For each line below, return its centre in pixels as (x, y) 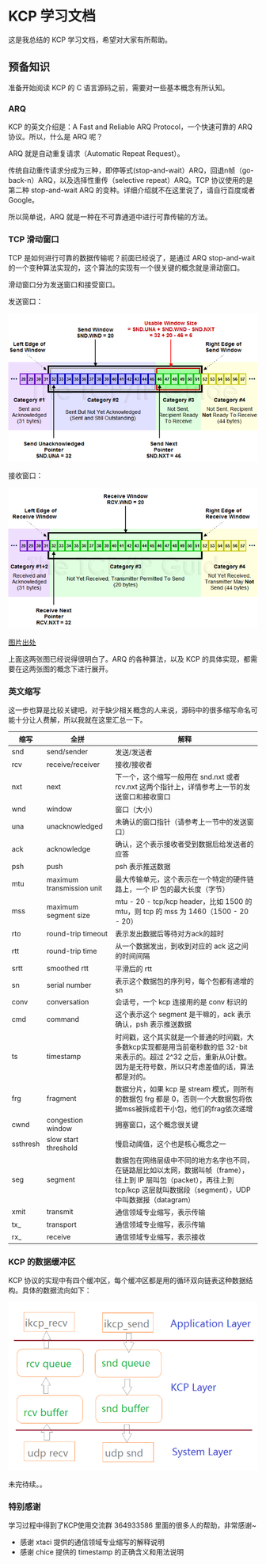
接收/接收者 (133, 765)
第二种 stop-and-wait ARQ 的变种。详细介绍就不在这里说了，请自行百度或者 (132, 190)
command (63, 1019)
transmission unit (74, 888)
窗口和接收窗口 (146, 797)
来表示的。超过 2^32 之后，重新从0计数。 (183, 1057)
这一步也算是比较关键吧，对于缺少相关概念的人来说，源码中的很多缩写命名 (129, 710)
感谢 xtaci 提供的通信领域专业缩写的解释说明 (92, 1542)
